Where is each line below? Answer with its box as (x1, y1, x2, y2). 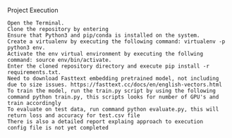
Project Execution (7, 6, 59, 14)
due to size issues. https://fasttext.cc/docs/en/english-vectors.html (7, 81, 222, 88)
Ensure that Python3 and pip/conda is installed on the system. (7, 32, 200, 39)
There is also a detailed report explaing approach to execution (7, 118, 203, 125)
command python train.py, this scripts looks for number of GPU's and (7, 94, 219, 101)
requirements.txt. (7, 69, 61, 76)
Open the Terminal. (7, 20, 65, 27)
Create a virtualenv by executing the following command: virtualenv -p (7, 38, 226, 45)
